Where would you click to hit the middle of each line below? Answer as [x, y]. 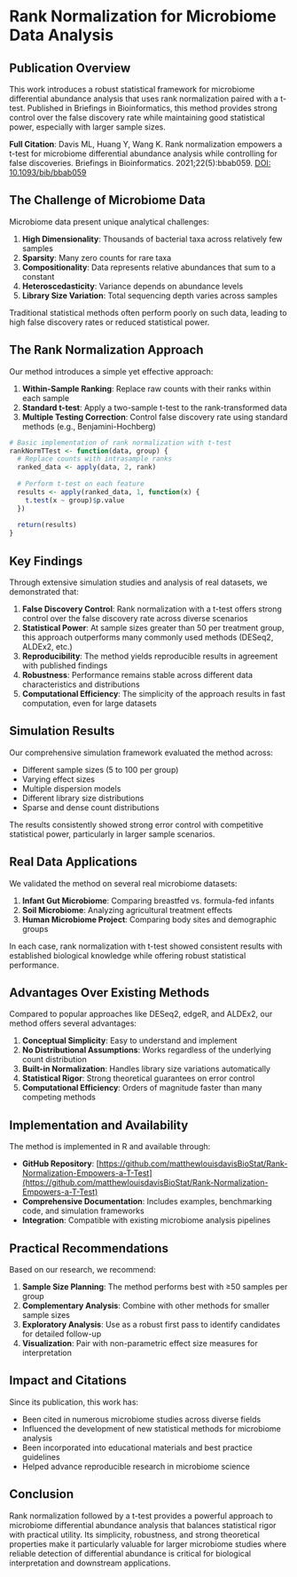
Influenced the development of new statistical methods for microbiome [151, 1428]
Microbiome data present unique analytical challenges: [109, 221]
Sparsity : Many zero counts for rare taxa [97, 257]
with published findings [65, 665]
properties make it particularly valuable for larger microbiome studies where [148, 1544]
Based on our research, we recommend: [83, 1269]
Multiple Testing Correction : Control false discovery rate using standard [155, 417]
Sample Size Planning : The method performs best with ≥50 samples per [155, 1287]
